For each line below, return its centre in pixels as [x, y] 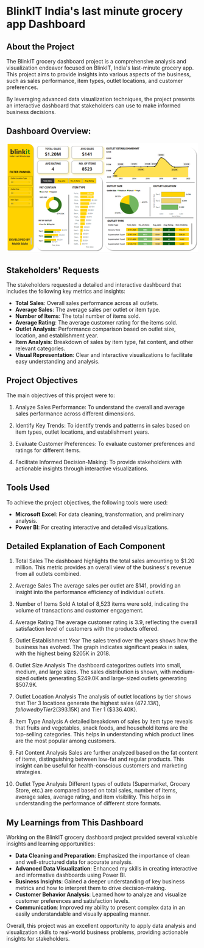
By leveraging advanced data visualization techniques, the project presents [101, 99]
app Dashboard [46, 24]
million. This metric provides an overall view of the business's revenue [103, 567]
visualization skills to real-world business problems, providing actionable [97, 932]
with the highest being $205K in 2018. [63, 653]
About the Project [40, 47]
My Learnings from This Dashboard [75, 823]
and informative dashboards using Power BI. [71, 875]
